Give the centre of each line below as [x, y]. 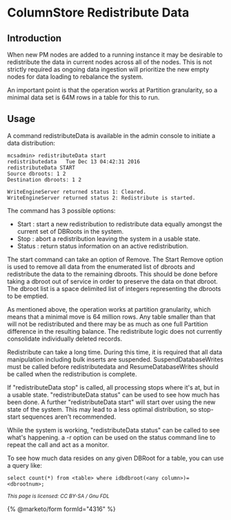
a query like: [25, 465]
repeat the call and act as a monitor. [58, 444]
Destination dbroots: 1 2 [44, 180]
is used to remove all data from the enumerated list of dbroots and [101, 266]
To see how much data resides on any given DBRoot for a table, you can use [115, 458]
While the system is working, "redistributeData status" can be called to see [113, 430]
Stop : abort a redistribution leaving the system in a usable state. [109, 239]
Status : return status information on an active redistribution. [102, 246]
